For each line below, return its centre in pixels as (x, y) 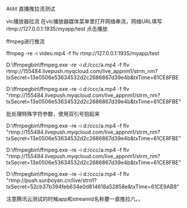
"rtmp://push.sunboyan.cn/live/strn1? (51, 180)
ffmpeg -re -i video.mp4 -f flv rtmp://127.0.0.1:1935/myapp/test (83, 53)
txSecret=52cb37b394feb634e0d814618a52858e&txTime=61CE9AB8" (93, 187)
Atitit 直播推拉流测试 (31, 9)
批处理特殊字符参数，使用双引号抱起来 (53, 114)
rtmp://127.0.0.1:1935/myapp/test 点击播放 (57, 29)
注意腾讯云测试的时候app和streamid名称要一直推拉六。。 (75, 199)
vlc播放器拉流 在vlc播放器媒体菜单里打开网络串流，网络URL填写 (84, 21)
